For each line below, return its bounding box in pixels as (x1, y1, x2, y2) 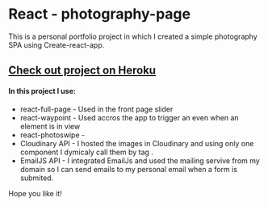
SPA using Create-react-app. (8, 40, 105, 49)
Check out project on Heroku (8, 64, 156, 78)
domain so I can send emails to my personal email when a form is (19, 164, 238, 174)
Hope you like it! (8, 188, 62, 198)
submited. (19, 173, 54, 183)
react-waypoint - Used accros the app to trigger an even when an (19, 112, 240, 122)
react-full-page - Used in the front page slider (19, 104, 174, 114)
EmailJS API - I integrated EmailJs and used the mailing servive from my (19, 155, 260, 166)
